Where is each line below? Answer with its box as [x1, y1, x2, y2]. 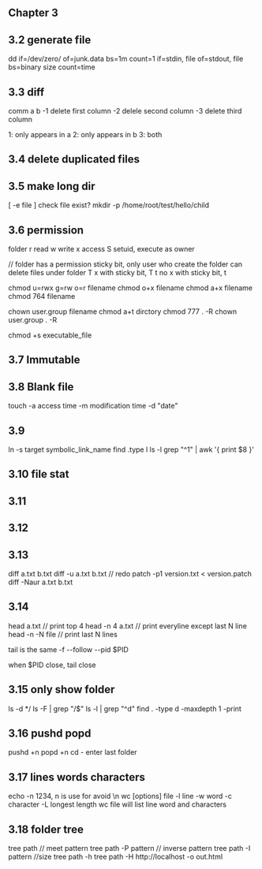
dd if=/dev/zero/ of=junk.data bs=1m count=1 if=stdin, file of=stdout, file [8, 54, 244, 64]
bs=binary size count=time [8, 62, 96, 72]
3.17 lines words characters [8, 770, 146, 784]
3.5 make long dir [8, 179, 95, 192]
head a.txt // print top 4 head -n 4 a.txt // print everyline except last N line [8, 621, 247, 630]
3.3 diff [8, 85, 45, 99]
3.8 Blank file [8, 380, 74, 393]
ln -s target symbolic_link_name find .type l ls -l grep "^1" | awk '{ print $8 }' [8, 445, 255, 454]
